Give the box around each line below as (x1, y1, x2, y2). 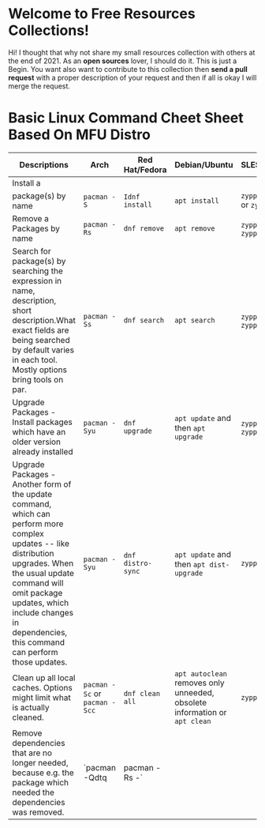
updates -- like (12, 538, 69, 549)
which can (12, 508, 51, 519)
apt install (174, 196, 219, 205)
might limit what (12, 692, 71, 703)
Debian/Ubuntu (174, 159, 233, 170)
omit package (12, 587, 63, 598)
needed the (12, 787, 55, 798)
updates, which (12, 597, 69, 608)
